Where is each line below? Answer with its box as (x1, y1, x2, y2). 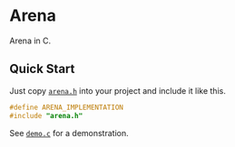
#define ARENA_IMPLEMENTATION (9, 103, 124, 112)
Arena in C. (9, 35, 52, 46)
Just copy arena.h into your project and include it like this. (9, 85, 227, 96)
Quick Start (9, 61, 75, 77)
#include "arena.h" (9, 111, 83, 120)
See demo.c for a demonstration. (9, 127, 129, 138)
